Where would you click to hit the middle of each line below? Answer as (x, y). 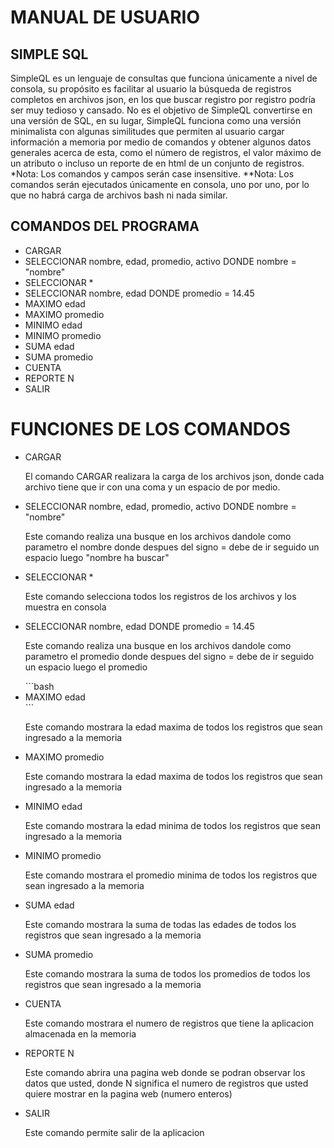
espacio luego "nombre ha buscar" (97, 557)
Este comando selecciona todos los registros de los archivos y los (160, 596)
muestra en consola (65, 607)
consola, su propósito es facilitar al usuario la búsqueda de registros (151, 89)
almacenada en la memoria (80, 1033)
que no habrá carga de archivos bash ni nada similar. (119, 195)
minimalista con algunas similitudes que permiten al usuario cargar (147, 131)
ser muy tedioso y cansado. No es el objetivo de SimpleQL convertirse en (161, 110)
